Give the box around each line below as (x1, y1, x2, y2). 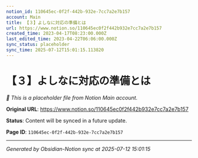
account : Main (6, 14, 41, 20)
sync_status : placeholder (6, 42, 70, 48)
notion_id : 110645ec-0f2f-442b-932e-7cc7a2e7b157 (6, 8, 131, 15)
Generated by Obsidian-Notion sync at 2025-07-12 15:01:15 (6, 145, 151, 152)
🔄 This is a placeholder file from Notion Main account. (6, 94, 138, 101)
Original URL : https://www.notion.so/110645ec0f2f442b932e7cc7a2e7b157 (6, 106, 189, 113)
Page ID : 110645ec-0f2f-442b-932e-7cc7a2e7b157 (6, 128, 124, 136)
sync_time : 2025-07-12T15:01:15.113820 (6, 47, 104, 53)
